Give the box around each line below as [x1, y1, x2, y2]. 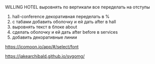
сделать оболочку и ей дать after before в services [12, 29, 118, 35]
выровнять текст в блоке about [12, 24, 77, 30]
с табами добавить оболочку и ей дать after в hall [12, 19, 116, 24]
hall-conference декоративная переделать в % [12, 14, 110, 19]
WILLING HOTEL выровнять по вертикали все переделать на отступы [5, 4, 150, 10]
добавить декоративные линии [12, 34, 77, 40]
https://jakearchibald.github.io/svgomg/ [5, 53, 85, 59]
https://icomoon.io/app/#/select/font [5, 44, 79, 49]
